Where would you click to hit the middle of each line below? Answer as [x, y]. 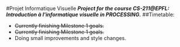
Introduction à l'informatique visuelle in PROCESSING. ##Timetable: [90, 15]
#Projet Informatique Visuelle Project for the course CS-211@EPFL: [88, 8]
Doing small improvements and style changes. [70, 38]
